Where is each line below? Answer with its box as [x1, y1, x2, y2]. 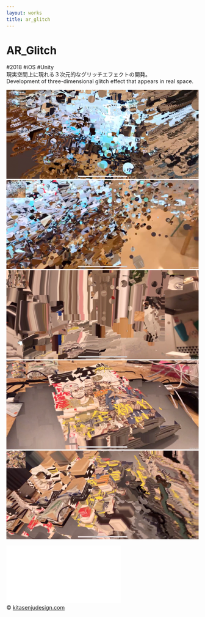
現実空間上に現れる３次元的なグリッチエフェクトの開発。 [6, 71, 151, 78]
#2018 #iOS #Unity [6, 64, 54, 71]
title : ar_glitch [6, 16, 51, 23]
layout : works [6, 10, 43, 16]
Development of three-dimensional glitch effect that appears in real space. [6, 78, 194, 85]
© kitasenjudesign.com [6, 604, 65, 611]
